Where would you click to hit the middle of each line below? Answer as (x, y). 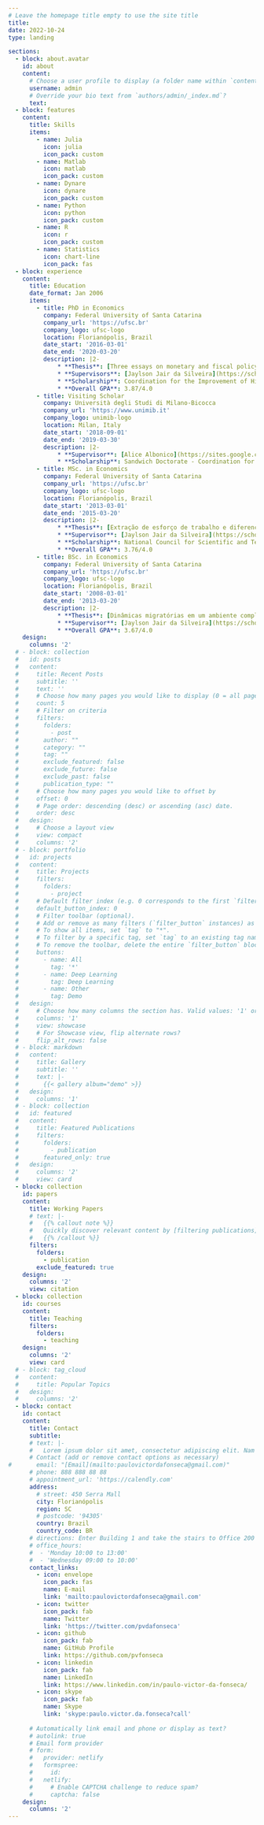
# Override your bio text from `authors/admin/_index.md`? (127, 95)
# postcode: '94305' (70, 1516)
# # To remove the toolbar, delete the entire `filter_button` (128, 945)
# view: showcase (51, 1026)
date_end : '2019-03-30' (82, 440)
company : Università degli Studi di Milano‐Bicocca (129, 403)
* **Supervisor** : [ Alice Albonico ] (117, 454)
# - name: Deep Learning (66, 974)
